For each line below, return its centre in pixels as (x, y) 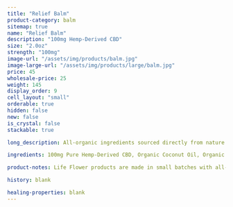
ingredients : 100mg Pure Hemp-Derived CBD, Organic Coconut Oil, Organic (116, 155)
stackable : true (31, 130)
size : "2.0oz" (28, 46)
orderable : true (31, 104)
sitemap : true (28, 26)
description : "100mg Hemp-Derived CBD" (65, 40)
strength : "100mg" (34, 53)
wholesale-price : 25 (37, 78)
